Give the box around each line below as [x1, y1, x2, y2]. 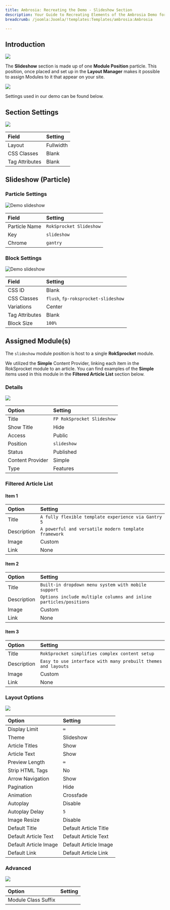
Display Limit [8, 725, 38, 732]
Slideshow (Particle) [5, 176, 71, 184]
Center [46, 303, 63, 310]
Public [53, 432, 68, 439]
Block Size [8, 319, 33, 326]
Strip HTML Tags [8, 767, 48, 774]
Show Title [8, 424, 33, 431]
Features [53, 465, 74, 472]
